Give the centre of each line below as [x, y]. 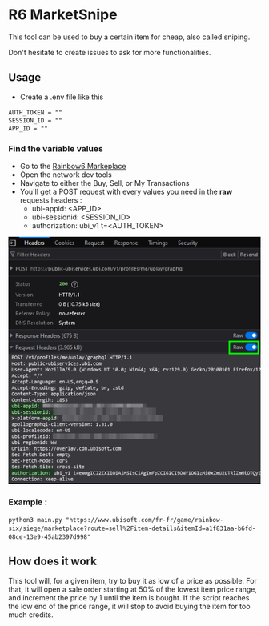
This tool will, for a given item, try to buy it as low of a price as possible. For [133, 580]
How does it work [53, 562]
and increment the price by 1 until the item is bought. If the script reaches [129, 597]
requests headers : [51, 200]
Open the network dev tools [66, 175]
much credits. [31, 615]
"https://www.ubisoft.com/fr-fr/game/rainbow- [145, 520]
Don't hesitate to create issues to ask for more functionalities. [110, 52]
